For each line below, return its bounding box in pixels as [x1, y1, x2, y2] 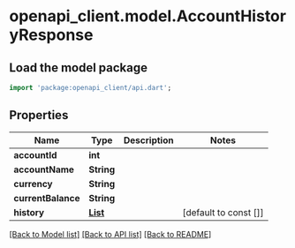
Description [123, 134, 174, 147]
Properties [9, 108, 69, 123]
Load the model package [9, 60, 148, 75]
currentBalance [13, 192, 80, 204]
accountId [13, 148, 57, 161]
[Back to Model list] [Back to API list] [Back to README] [9, 229, 212, 239]
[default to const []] [182, 206, 264, 218]
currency [13, 177, 53, 190]
